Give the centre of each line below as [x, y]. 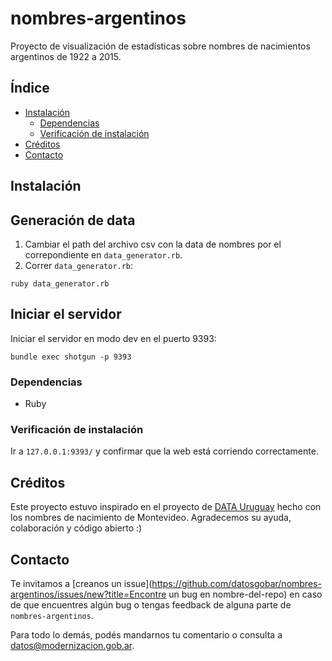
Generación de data [73, 220]
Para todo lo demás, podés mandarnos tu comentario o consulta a [146, 634]
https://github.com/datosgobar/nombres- [236, 583]
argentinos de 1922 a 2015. [66, 56]
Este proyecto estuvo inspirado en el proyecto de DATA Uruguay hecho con [166, 507]
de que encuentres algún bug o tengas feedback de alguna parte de [151, 604]
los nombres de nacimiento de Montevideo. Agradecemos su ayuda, [151, 518]
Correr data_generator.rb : [79, 265]
